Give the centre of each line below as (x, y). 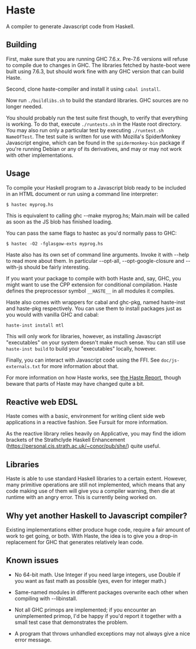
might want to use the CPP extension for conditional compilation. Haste (92, 284)
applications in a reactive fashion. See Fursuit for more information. (87, 423)
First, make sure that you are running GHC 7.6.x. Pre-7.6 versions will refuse (97, 59)
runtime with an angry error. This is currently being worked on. (81, 497)
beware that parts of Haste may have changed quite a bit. (75, 383)
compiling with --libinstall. (46, 598)
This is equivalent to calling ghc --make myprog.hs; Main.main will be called (98, 215)
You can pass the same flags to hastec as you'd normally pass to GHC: (92, 233)
